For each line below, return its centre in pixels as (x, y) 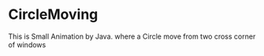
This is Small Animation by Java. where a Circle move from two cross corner (132, 36)
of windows (27, 44)
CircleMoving (53, 15)
